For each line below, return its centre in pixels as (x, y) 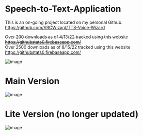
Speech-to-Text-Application (63, 9)
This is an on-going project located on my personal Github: (64, 22)
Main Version (32, 81)
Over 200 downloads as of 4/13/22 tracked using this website (67, 37)
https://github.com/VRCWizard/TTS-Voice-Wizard (55, 27)
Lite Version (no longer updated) (72, 114)
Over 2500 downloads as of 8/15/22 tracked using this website (68, 47)
